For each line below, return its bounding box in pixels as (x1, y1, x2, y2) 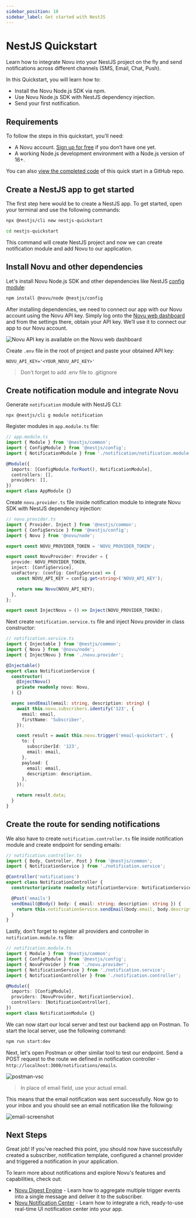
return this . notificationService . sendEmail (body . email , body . (16, 906, 171, 912)
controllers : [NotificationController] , (11, 1000, 111, 1005)
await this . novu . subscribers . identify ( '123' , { (16, 706, 134, 711)
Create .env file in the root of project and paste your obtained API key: (6, 347, 174, 354)
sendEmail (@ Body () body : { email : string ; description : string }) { (11, 901, 181, 906)
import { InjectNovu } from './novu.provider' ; (6, 652, 124, 658)
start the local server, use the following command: (6, 1027, 127, 1034)
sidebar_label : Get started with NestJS (6, 14, 106, 20)
